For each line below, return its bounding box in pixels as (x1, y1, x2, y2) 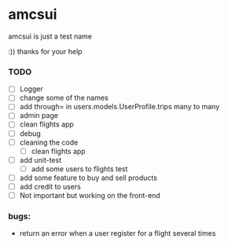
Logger (19, 84, 43, 94)
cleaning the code (19, 138, 79, 147)
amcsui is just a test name (8, 31, 93, 41)
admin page (19, 111, 59, 120)
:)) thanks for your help (8, 46, 83, 56)
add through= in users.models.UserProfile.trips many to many (19, 102, 220, 112)
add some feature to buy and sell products (19, 173, 157, 182)
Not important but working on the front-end (19, 190, 161, 200)
